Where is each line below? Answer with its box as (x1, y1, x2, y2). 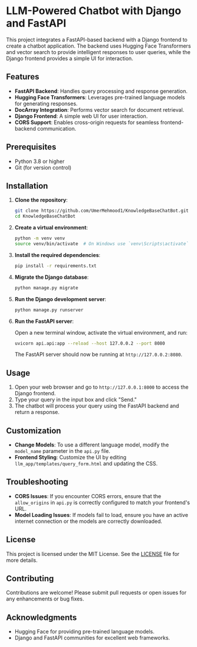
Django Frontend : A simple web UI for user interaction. (14, 112, 148, 119)
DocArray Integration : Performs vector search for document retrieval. (14, 106, 185, 113)
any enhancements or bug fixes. (6, 595, 84, 602)
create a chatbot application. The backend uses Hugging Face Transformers (6, 42, 191, 49)
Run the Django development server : (14, 295, 106, 302)
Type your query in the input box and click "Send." (14, 396, 137, 403)
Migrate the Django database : (14, 274, 89, 281)
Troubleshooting (6, 477, 69, 487)
